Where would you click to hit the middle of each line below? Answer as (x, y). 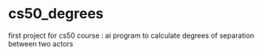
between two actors (41, 43)
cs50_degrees (56, 14)
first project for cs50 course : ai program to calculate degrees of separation (131, 35)
